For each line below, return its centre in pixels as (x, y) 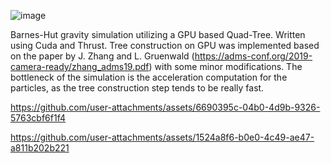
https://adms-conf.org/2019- (253, 56)
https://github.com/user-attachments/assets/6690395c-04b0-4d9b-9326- (165, 107)
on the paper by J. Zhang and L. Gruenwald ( (102, 56)
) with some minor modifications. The (225, 66)
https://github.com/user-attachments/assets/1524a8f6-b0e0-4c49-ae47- (162, 137)
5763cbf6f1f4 (38, 118)
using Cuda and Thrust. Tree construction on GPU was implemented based (165, 45)
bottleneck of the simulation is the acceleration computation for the (149, 77)
